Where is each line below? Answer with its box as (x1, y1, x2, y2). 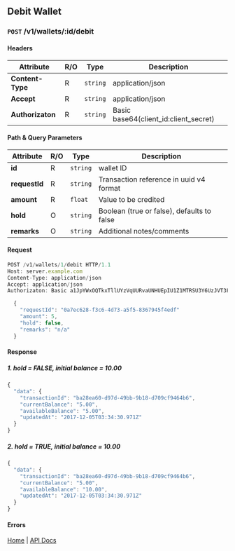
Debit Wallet (7, 6, 62, 18)
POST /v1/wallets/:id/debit (7, 27, 94, 36)
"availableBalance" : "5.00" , (20, 407, 105, 414)
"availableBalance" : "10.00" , (20, 486, 108, 493)
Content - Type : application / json (7, 274, 101, 281)
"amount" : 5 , (20, 313, 58, 320)
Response (7, 348, 37, 356)
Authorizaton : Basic (7, 287, 68, 294)
